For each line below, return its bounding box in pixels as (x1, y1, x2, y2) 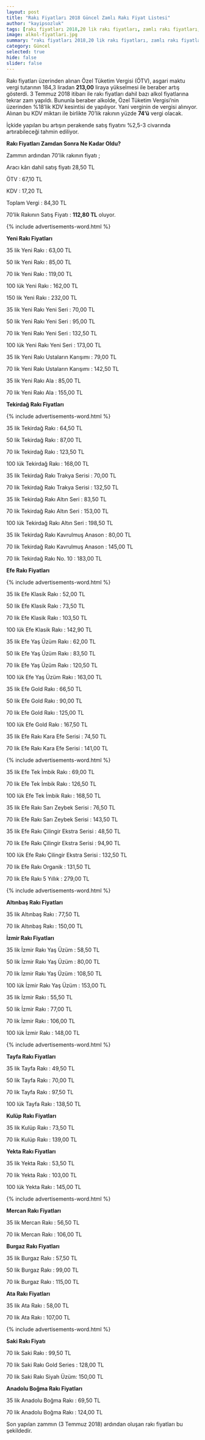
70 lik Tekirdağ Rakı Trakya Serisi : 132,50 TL (6, 483, 119, 491)
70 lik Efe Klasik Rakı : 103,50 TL (6, 614, 87, 621)
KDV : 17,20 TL (6, 187, 43, 195)
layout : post (6, 9, 40, 15)
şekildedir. (6, 1427, 32, 1434)
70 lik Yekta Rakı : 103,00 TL (6, 1171, 77, 1179)
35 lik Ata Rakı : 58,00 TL (6, 1302, 69, 1309)
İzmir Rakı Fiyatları (6, 934, 55, 941)
